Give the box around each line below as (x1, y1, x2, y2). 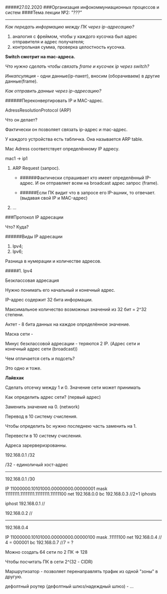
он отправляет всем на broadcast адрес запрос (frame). (39, 180, 159, 186)
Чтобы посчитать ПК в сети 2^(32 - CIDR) (5, 559, 93, 565)
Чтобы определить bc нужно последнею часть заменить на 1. (5, 423, 137, 429)
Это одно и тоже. (5, 365, 42, 371)
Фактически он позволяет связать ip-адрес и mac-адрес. (5, 126, 128, 132)
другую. (5, 574, 22, 580)
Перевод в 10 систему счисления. (5, 413, 78, 419)
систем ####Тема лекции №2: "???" (5, 9, 82, 15)
